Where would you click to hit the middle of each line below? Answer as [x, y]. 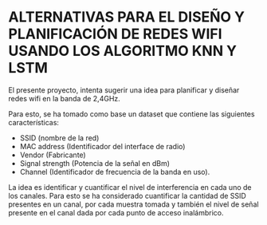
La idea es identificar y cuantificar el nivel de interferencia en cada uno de [130, 187]
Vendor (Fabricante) [53, 155]
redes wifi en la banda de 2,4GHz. [65, 98]
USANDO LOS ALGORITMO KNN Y [123, 51]
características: [34, 122]
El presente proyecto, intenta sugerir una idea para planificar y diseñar [124, 90]
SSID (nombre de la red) [59, 138]
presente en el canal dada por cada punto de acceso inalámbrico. [116, 212]
